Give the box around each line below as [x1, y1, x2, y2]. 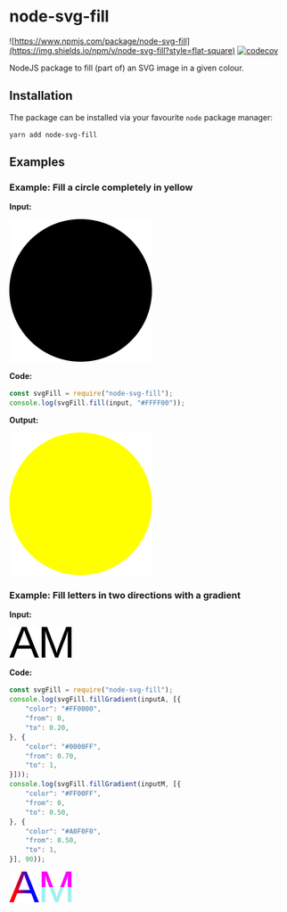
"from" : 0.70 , [25, 752, 78, 760]
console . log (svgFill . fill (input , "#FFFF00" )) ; [9, 398, 185, 407]
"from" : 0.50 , [25, 836, 78, 845]
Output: [9, 415, 38, 425]
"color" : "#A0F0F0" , [25, 826, 102, 835]
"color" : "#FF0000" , [25, 704, 102, 714]
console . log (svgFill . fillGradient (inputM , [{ [9, 780, 181, 789]
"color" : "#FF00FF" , [25, 789, 102, 799]
